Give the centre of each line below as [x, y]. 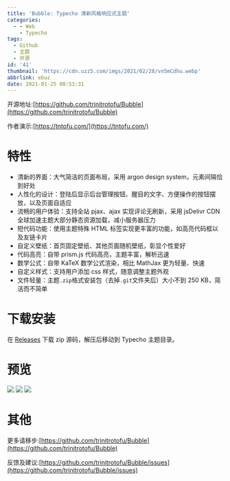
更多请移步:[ [24, 440]
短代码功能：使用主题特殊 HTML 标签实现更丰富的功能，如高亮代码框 [115, 228]
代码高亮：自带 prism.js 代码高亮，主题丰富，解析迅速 [93, 255]
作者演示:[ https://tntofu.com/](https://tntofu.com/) [78, 126]
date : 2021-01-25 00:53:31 [46, 84]
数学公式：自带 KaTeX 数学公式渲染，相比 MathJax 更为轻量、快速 [111, 263]
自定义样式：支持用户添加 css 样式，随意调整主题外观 [93, 272]
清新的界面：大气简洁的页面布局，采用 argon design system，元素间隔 [117, 177]
